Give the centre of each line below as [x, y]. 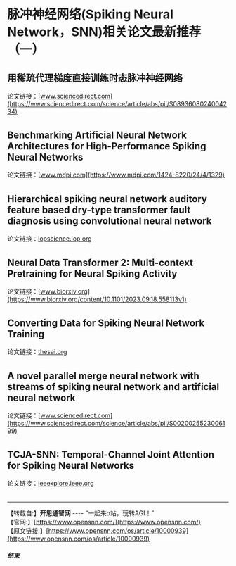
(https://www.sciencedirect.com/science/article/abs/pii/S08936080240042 [117, 104]
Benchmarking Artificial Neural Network [97, 135]
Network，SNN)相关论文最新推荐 [104, 32]
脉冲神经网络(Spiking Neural [91, 14]
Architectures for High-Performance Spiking [107, 146]
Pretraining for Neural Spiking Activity [92, 273]
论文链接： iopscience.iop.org [50, 239]
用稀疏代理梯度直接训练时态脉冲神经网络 [95, 78]
